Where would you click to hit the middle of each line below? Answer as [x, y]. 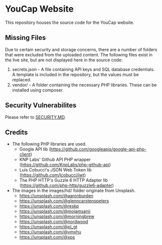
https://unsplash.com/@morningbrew [57, 217]
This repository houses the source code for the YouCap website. [70, 22]
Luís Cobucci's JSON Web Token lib [55, 170]
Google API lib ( [35, 149]
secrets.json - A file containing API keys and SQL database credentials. [83, 69]
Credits [17, 132]
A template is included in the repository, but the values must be [75, 75]
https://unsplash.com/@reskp [49, 206]
